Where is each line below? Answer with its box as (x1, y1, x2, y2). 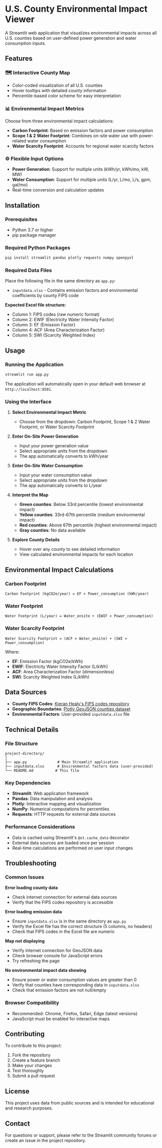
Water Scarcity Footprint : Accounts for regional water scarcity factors (12, 143, 154, 149)
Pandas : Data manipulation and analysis (12, 796, 93, 802)
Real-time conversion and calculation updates (12, 187, 105, 193)
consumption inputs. (5, 40, 46, 46)
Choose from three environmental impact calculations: (5, 118, 114, 124)
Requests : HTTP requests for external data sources (12, 811, 116, 817)
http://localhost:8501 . (5, 386, 53, 392)
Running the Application (5, 361, 64, 368)
